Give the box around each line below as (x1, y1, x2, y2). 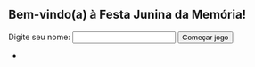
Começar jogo (181, 32, 229, 42)
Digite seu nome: (8, 31, 70, 42)
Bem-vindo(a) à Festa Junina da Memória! (8, 7, 247, 22)
